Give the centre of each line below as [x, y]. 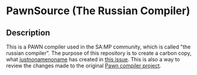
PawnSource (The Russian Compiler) [98, 11]
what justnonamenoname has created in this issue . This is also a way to [93, 59]
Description [28, 33]
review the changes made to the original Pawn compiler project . [84, 66]
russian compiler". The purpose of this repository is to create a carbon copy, [99, 53]
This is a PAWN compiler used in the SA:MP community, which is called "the [98, 47]
